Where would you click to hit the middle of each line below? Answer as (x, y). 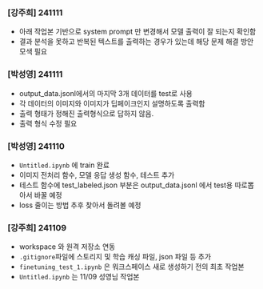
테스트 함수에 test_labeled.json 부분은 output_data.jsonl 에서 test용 (126, 185)
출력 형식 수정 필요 (48, 123)
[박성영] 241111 (35, 74)
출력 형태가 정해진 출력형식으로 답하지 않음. (86, 113)
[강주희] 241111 (35, 12)
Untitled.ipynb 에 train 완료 (64, 165)
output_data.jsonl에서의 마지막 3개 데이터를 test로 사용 (106, 93)
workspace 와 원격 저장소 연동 (67, 247)
